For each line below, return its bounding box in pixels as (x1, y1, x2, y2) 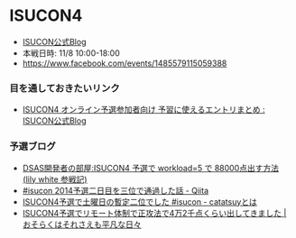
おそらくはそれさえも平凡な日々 (22, 218, 142, 230)
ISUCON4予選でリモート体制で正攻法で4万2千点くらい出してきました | (22, 207, 287, 218)
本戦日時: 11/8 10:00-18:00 (22, 47, 120, 59)
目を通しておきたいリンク (9, 82, 120, 95)
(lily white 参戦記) (22, 173, 88, 185)
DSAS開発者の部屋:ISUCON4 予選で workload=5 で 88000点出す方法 (22, 162, 280, 173)
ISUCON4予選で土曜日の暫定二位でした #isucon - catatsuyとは (22, 196, 257, 207)
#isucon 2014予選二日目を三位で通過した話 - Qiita (22, 185, 209, 196)
